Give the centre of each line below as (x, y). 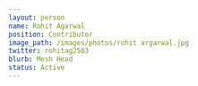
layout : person (37, 17)
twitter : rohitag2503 (49, 51)
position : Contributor (51, 34)
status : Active (37, 68)
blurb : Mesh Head (41, 59)
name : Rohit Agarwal (47, 26)
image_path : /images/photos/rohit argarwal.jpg (99, 43)
